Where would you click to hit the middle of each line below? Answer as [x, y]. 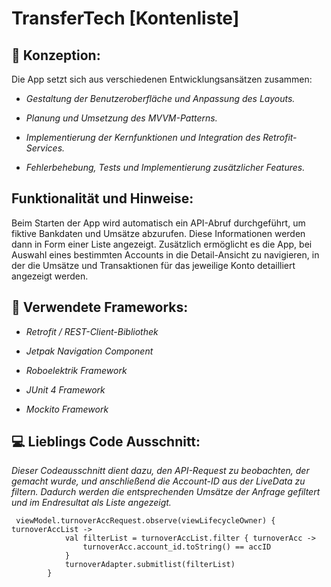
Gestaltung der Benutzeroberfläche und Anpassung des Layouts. [160, 98]
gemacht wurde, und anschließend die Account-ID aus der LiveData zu [158, 481]
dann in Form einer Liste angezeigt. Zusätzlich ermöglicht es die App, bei [162, 244]
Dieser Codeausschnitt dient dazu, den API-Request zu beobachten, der [160, 471]
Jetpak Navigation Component [89, 351]
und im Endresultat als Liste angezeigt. [91, 503]
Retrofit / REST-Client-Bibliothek [92, 331]
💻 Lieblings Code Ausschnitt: [106, 442]
